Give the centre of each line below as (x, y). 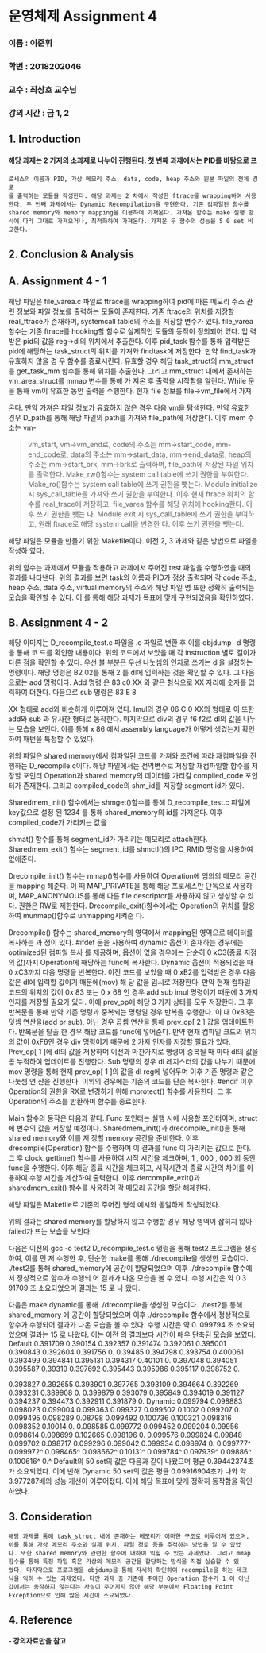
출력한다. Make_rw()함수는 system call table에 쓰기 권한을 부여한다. (143, 474)
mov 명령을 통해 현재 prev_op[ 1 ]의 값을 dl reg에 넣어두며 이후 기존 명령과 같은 (131, 1072)
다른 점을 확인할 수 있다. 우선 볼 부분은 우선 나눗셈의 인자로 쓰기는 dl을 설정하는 (131, 662)
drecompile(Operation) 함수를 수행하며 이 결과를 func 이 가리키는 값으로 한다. (130, 1148)
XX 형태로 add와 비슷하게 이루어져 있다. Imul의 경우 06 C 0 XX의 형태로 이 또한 (131, 709)
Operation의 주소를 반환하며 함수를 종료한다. (77, 1102)
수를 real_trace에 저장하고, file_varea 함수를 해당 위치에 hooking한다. (136, 504)
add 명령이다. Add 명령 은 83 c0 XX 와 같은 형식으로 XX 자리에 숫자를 (138, 682)
